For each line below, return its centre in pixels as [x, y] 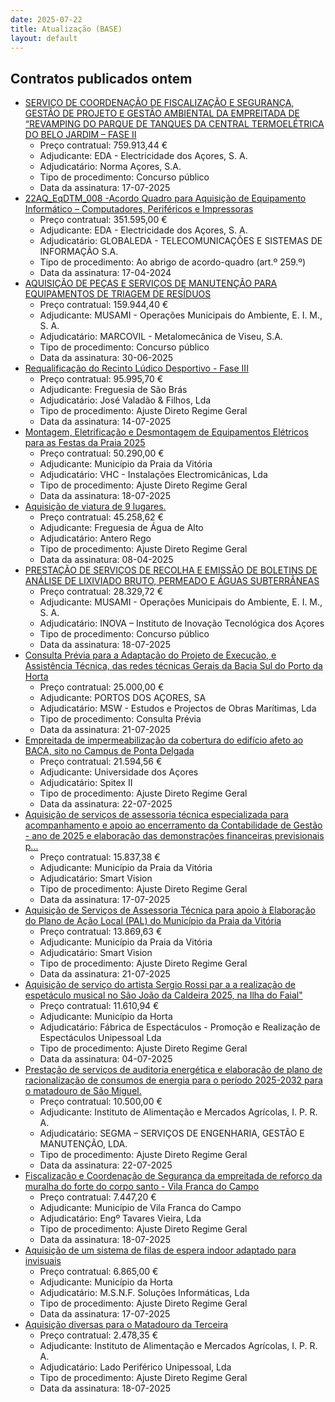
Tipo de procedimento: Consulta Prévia [120, 719]
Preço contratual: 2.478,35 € [99, 1335]
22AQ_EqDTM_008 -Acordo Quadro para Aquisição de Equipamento [165, 198]
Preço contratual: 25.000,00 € [102, 687]
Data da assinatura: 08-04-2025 [106, 560]
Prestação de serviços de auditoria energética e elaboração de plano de [173, 1070]
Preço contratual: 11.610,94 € [99, 1006]
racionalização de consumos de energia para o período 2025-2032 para [173, 1080]
